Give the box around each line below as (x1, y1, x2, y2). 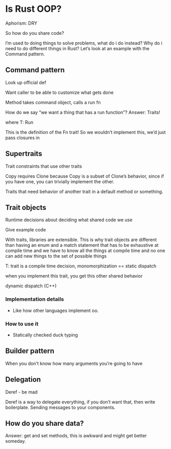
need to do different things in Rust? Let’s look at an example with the (5, 45, 149, 51)
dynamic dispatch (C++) (5, 283, 57, 289)
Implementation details (5, 296, 64, 303)
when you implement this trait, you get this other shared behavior (5, 273, 143, 279)
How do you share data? (5, 419, 84, 427)
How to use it (5, 320, 38, 327)
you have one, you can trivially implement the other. (5, 178, 114, 185)
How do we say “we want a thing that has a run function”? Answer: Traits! (5, 109, 160, 115)
